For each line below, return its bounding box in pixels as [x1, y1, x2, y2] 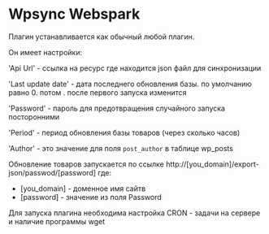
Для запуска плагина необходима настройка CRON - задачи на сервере [8, 208, 261, 218]
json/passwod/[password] [8, 167, 96, 177]
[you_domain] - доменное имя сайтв [20, 184, 146, 193]
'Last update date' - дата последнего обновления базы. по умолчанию [8, 79, 252, 89]
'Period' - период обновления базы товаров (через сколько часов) [8, 128, 241, 137]
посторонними [8, 111, 60, 122]
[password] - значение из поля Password [20, 192, 163, 201]
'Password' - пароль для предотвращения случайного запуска [8, 103, 226, 113]
